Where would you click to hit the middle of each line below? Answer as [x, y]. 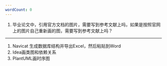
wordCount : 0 [19, 10]
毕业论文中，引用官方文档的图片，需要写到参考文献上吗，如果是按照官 [84, 24]
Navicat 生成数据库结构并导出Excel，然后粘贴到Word [67, 46]
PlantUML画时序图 [31, 58]
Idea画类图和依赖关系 [34, 52]
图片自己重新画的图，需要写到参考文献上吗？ [67, 31]
